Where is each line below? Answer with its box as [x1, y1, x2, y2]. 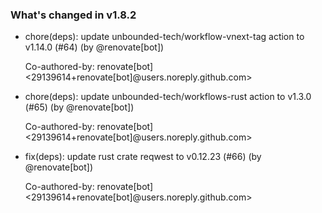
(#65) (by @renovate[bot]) [24, 101, 135, 113]
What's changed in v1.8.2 [10, 8, 137, 22]
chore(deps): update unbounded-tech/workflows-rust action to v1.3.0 [24, 91, 312, 103]
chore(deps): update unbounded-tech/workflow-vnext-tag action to [24, 31, 305, 43]
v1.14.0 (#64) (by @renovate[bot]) [24, 41, 165, 53]
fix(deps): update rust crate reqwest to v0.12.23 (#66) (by [24, 151, 262, 163]
